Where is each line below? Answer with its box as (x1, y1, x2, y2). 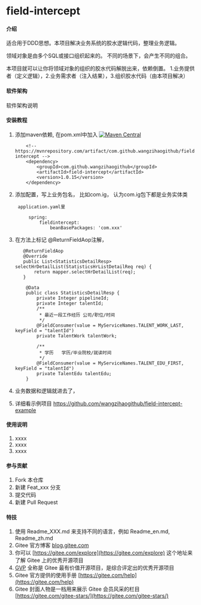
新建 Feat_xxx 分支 (14, 484, 61, 491)
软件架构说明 (6, 102, 38, 109)
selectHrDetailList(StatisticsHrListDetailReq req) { (14, 263, 152, 270)
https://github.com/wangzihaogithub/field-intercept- (53, 400, 183, 407)
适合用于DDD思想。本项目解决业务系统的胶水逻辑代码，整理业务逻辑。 (6, 39, 181, 47)
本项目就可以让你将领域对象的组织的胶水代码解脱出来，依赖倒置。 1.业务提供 (6, 65, 195, 72)
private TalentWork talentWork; (36, 333, 117, 339)
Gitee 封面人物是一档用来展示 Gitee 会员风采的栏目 (14, 585, 140, 593)
